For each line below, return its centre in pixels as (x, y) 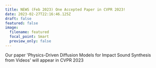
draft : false (18, 18)
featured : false (22, 23)
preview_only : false (30, 41)
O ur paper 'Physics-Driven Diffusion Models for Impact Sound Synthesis (78, 55)
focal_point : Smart (29, 37)
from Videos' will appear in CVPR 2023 (45, 60)
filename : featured (29, 32)
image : (12, 28)
